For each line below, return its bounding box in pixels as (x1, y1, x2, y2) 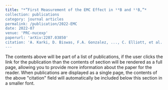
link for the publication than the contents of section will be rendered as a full (5, 58, 162, 65)
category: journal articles (5, 16, 64, 21)
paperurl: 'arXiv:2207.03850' (5, 35, 69, 40)
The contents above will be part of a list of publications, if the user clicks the (5, 53, 163, 59)
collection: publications (5, 12, 59, 17)
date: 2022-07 (5, 26, 35, 31)
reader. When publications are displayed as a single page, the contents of (5, 69, 157, 75)
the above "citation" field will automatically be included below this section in (5, 74, 162, 80)
